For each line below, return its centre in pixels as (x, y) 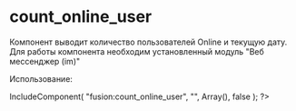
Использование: (41, 78)
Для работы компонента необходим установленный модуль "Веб (137, 51)
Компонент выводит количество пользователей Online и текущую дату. (148, 42)
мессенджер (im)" (45, 61)
